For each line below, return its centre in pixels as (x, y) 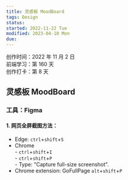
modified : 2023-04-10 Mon (38, 34)
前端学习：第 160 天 (30, 64)
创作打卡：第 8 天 (27, 71)
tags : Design (22, 17)
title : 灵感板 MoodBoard (35, 12)
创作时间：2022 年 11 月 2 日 (41, 57)
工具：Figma (24, 110)
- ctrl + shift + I (33, 152)
